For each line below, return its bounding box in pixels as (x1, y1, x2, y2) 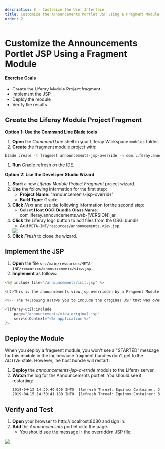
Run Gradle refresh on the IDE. (12, 162, 75, 168)
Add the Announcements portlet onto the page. (12, 423, 108, 429)
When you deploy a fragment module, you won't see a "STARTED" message (5, 347, 159, 353)
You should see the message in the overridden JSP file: (19, 429, 132, 435)
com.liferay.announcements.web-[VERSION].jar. (19, 212, 117, 218)
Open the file (12, 260, 39, 266)
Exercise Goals (5, 75, 36, 81)
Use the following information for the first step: (12, 186, 107, 192)
